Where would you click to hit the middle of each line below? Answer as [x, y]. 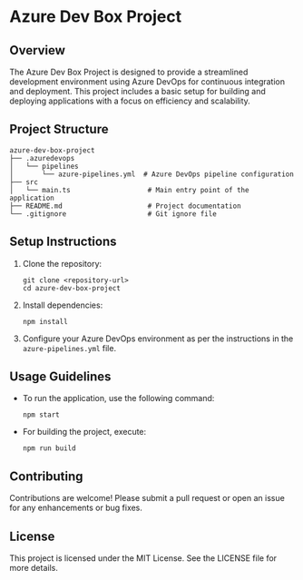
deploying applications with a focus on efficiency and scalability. [130, 101]
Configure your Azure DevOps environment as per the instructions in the [158, 339]
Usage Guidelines [60, 377]
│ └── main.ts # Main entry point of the [129, 190]
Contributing [46, 476]
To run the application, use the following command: [118, 398]
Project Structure [59, 129]
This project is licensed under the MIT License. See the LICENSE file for [143, 558]
